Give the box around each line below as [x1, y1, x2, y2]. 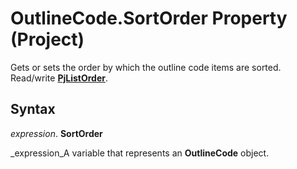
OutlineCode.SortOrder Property [10, 7, 288, 30]
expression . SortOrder [10, 127, 103, 139]
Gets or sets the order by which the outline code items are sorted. [10, 61, 282, 73]
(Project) [10, 28, 85, 51]
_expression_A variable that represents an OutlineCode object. [10, 147, 270, 159]
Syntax [10, 101, 56, 118]
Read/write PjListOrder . [10, 72, 108, 84]
